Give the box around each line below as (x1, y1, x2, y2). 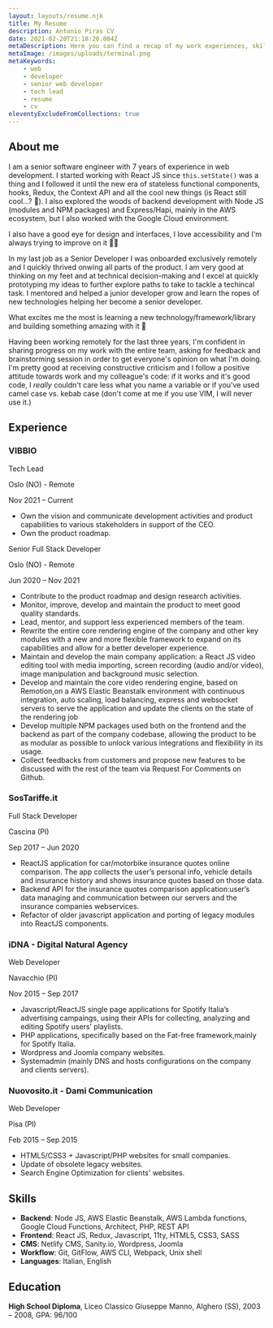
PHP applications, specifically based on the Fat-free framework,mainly (19, 1031, 258, 1040)
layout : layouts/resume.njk (8, 11, 104, 20)
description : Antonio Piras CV (8, 27, 115, 35)
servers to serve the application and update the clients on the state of (19, 703, 254, 713)
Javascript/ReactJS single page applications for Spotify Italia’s (19, 1005, 230, 1014)
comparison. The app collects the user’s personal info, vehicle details (19, 867, 253, 876)
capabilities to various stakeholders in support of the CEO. (19, 519, 215, 529)
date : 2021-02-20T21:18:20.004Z (8, 34, 118, 43)
